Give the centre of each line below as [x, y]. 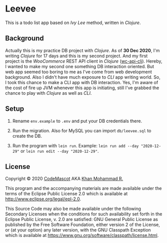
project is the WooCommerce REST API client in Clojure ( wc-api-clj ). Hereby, [84, 61]
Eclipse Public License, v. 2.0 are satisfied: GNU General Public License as [82, 219]
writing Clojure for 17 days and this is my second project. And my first [77, 56]
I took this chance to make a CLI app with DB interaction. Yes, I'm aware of [82, 82]
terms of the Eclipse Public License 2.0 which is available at [67, 194]
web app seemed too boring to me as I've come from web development [79, 72]
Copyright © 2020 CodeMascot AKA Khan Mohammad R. [64, 179]
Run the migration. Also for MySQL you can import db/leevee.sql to [82, 130]
